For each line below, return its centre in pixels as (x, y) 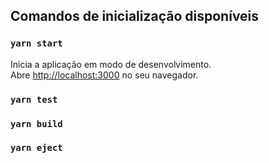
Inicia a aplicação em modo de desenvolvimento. (111, 64)
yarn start (36, 43)
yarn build (36, 123)
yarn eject (36, 148)
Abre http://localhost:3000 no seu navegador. (104, 75)
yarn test (34, 99)
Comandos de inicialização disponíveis (135, 16)
